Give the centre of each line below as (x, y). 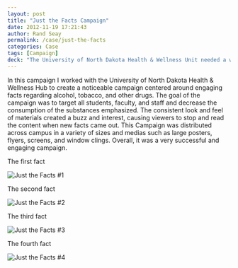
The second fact (31, 189)
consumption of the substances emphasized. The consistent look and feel (115, 110)
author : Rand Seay (34, 34)
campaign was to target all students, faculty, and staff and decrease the (112, 103)
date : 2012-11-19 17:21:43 (47, 27)
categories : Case (33, 47)
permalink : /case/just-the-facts (57, 40)
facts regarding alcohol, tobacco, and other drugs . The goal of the (104, 95)
